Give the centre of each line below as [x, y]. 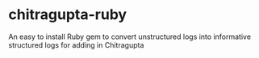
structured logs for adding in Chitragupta [76, 44]
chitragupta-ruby [68, 15]
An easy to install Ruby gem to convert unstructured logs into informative [130, 37]
